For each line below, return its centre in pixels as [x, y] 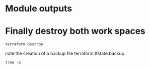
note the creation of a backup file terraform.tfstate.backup [65, 53]
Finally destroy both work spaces [75, 31]
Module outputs [38, 9]
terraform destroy [24, 44]
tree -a [13, 63]
